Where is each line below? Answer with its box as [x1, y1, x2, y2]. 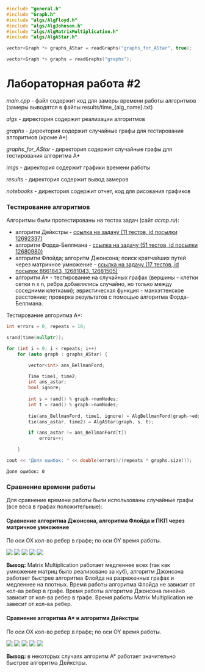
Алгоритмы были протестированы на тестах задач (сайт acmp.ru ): [6, 217, 179, 224]
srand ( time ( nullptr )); [6, 335, 64, 341]
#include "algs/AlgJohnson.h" [6, 23, 84, 29]
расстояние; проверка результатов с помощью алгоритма [15, 293, 168, 301]
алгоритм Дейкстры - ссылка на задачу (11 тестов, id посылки [15, 228, 178, 236]
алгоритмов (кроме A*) [6, 133, 68, 141]
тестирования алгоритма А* [6, 152, 81, 159]
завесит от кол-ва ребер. [6, 601, 73, 608]
